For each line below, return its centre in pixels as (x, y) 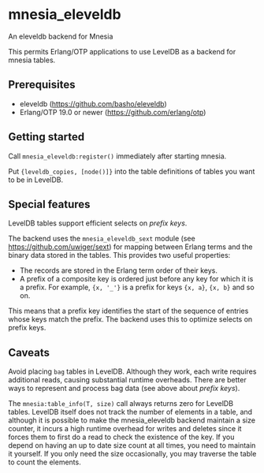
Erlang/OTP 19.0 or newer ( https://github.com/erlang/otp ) (113, 112)
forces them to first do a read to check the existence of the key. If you (121, 437)
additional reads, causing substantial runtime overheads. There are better (127, 380)
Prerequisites (42, 85)
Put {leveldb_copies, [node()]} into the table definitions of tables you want (132, 171)
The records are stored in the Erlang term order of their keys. (119, 270)
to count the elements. (45, 462)
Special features (49, 204)
